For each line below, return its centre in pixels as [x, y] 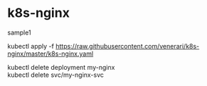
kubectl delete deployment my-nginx [61, 67]
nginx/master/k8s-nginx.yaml [51, 54]
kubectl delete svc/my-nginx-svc [56, 75]
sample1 [19, 32]
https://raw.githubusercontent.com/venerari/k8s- [128, 46]
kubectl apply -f [31, 46]
